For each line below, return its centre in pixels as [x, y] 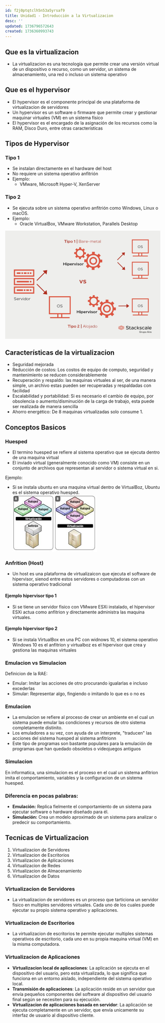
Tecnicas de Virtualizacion [47, 838]
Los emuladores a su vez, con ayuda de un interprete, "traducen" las [82, 733]
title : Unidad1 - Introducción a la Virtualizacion [59, 16]
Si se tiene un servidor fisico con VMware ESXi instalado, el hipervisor [83, 606]
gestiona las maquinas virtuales [44, 650]
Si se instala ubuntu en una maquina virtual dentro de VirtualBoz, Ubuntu [86, 487]
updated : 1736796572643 [30, 26]
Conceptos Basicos [36, 427]
